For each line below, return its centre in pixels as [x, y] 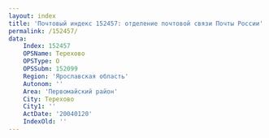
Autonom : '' [43, 84]
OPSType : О [41, 62]
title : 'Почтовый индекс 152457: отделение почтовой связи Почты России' [136, 24]
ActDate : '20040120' [58, 114]
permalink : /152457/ [43, 31]
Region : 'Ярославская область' [76, 76]
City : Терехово [49, 99]
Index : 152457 [47, 46]
